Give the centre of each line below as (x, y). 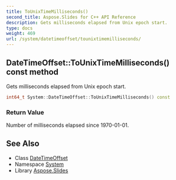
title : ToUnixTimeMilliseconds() (47, 12)
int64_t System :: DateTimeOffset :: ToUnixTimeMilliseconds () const (88, 97)
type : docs (19, 28)
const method (32, 72)
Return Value (25, 112)
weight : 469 (21, 34)
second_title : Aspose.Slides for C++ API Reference (71, 17)
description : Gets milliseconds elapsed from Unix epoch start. (87, 22)
